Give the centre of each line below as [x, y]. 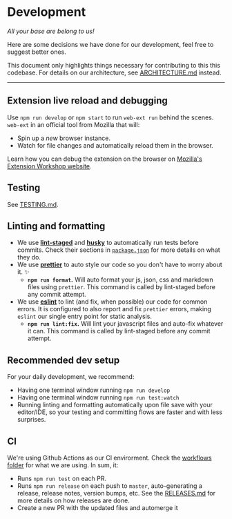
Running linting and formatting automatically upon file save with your [115, 405]
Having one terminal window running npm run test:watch [98, 398]
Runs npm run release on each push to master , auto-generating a [109, 486]
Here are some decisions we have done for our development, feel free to [110, 44]
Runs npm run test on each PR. [62, 478]
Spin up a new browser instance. [64, 138]
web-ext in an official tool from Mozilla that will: [74, 124]
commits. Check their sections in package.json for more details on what [119, 250]
